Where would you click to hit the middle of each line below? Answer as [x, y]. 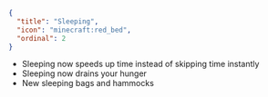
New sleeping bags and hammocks [88, 83]
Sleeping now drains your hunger [84, 73]
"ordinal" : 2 [41, 38]
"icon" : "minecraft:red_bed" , [74, 30]
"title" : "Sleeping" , [58, 21]
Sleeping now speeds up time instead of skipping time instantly [140, 64]
